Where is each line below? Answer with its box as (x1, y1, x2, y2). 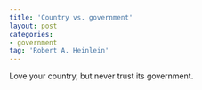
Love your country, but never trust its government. (9, 70, 194, 81)
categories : (9, 29, 53, 38)
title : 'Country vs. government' (9, 12, 133, 22)
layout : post (9, 21, 58, 30)
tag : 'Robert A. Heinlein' (9, 46, 109, 55)
